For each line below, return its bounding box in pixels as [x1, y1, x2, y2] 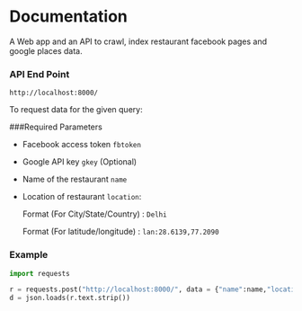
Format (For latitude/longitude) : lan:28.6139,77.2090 [22, 227, 219, 237]
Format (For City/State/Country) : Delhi [22, 209, 168, 219]
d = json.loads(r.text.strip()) [9, 294, 130, 303]
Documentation [9, 6, 129, 27]
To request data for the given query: [9, 104, 143, 115]
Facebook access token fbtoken [22, 139, 142, 150]
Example [9, 249, 49, 262]
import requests [9, 269, 70, 278]
